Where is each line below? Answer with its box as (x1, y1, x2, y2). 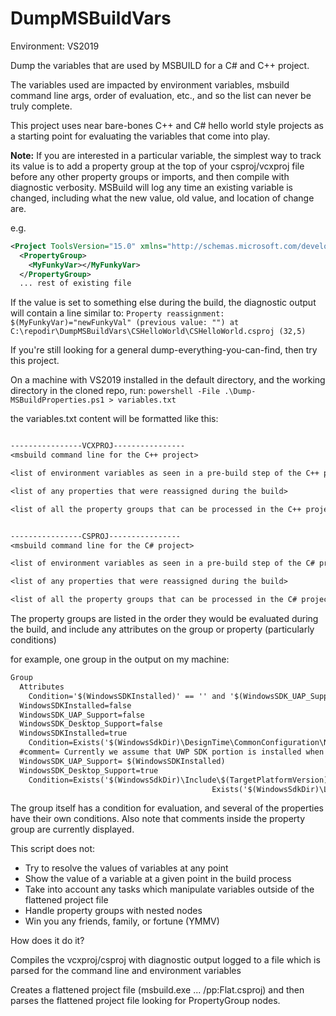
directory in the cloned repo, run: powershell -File (10, 385, 221, 397)
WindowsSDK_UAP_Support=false (19, 710, 145, 720)
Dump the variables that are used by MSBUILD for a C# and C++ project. (10, 59, 310, 71)
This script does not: (10, 843, 96, 855)
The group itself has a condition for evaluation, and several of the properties (10, 802, 325, 814)
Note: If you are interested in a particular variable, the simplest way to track (10, 149, 322, 161)
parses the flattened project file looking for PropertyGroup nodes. (10, 995, 281, 1007)
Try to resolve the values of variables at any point (24, 862, 229, 874)
